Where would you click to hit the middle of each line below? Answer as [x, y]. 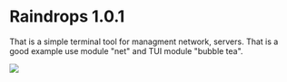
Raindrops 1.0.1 [67, 17]
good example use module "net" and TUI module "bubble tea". [126, 50]
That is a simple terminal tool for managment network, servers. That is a [144, 41]
